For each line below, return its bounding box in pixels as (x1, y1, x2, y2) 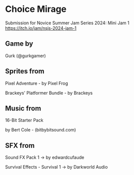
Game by (5, 40, 34, 48)
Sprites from (5, 67, 45, 75)
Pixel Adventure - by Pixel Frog (5, 80, 68, 86)
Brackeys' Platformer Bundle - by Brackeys (5, 90, 93, 96)
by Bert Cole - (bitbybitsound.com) (5, 127, 76, 133)
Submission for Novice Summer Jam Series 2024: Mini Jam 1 (5, 20, 130, 26)
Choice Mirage (5, 3, 67, 15)
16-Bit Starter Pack (5, 117, 44, 123)
